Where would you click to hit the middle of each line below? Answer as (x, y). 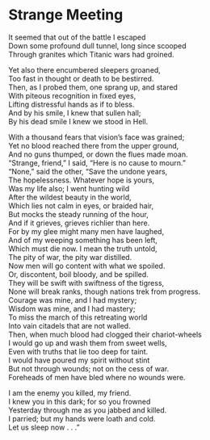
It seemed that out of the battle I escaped (77, 37)
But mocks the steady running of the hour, (79, 214)
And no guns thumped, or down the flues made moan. (98, 154)
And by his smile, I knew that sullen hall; (75, 113)
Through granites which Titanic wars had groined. (92, 54)
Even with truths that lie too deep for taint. (78, 351)
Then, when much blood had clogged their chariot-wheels (105, 334)
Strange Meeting (66, 15)
